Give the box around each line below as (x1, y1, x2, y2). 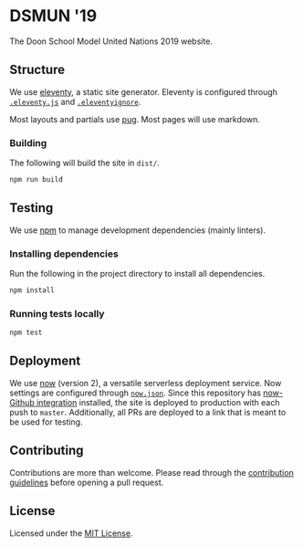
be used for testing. (9, 416, 84, 427)
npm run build (9, 175, 64, 184)
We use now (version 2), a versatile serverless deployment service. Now (9, 377, 282, 388)
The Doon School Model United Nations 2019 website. (9, 36, 213, 47)
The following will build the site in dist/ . (9, 157, 160, 169)
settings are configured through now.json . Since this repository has (9, 387, 262, 398)
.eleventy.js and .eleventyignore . (9, 96, 141, 107)
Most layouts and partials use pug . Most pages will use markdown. (9, 113, 260, 124)
